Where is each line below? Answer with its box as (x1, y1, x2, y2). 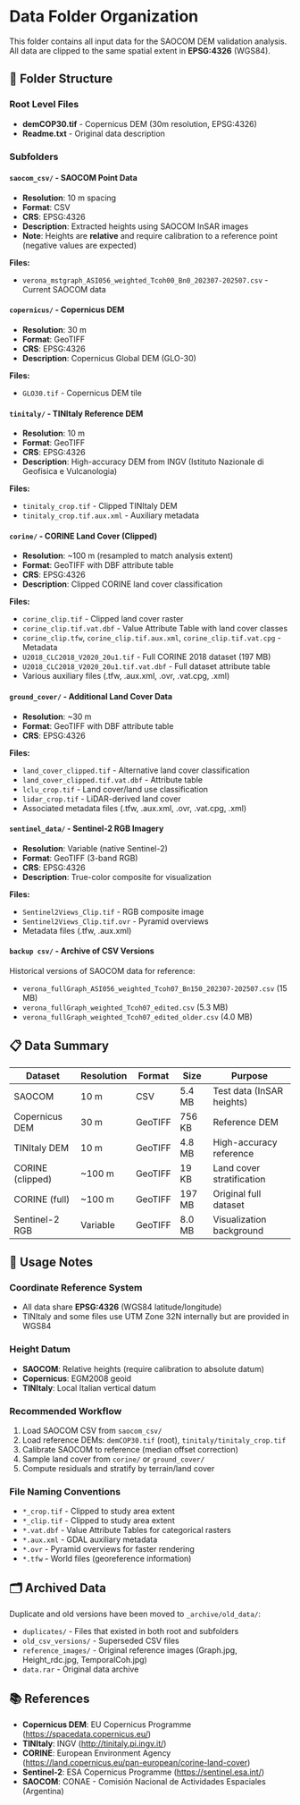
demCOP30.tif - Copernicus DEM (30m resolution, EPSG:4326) (21, 118, 257, 129)
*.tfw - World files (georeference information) (21, 1554, 192, 1564)
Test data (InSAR (212, 1084, 284, 1097)
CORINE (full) (13, 1192, 71, 1205)
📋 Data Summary (9, 1038, 110, 1054)
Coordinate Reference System (9, 1282, 143, 1294)
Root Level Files (9, 98, 79, 111)
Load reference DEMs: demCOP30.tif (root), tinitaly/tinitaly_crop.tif (21, 1435, 287, 1445)
